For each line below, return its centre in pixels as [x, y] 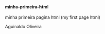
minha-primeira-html [27, 7]
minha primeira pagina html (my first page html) [53, 17]
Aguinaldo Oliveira [24, 27]
